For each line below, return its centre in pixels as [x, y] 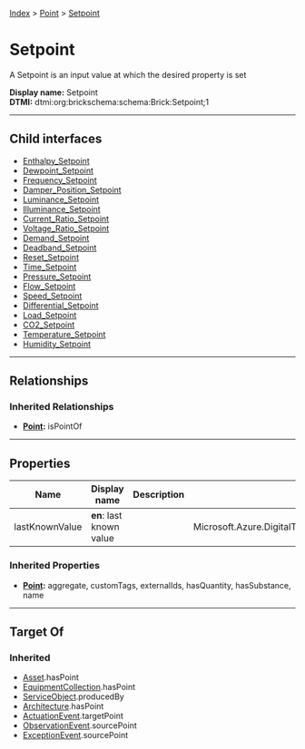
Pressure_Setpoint [57, 277]
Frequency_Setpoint [59, 180]
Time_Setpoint [49, 267]
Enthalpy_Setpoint [56, 160]
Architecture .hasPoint [63, 706]
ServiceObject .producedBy [73, 696]
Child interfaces [56, 139]
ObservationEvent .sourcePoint [80, 725]
